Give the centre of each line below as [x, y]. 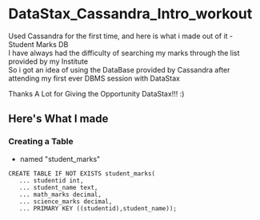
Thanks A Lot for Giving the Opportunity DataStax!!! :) [96, 93]
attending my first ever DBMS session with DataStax [94, 78]
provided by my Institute [48, 61]
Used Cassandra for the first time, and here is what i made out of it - [121, 36]
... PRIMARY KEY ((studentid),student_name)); [98, 208]
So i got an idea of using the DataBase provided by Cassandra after [119, 69]
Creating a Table [41, 142]
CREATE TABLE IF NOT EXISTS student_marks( [82, 173]
